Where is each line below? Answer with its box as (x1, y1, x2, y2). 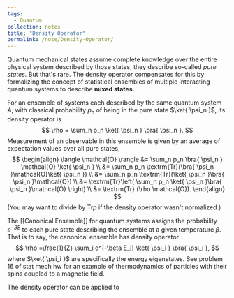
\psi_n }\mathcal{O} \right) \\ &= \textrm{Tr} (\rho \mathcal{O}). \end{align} (9, 184, 226, 193)
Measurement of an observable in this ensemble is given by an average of (7, 137, 221, 145)
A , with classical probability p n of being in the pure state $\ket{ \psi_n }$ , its (7, 106, 226, 116)
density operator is (7, 114, 61, 123)
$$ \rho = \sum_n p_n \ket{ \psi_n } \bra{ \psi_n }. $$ (41, 126, 193, 134)
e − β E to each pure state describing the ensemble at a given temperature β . (7, 224, 221, 234)
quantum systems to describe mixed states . (7, 85, 135, 94)
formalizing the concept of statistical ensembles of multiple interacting (7, 77, 211, 86)
